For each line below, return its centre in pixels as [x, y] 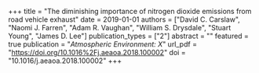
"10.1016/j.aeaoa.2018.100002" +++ [65, 61]
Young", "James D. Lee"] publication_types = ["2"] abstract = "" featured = [129, 36]
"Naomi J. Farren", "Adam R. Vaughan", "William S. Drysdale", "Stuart [120, 28]
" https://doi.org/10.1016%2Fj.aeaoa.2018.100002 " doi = [97, 52]
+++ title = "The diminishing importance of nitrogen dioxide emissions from [130, 11]
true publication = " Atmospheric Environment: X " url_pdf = [103, 44]
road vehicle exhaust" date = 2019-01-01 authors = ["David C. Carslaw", [124, 19]
